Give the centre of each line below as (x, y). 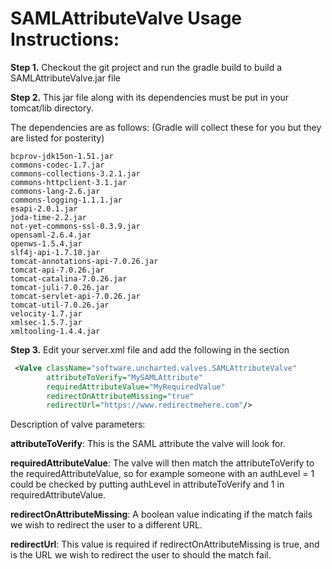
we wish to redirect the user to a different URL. (106, 525)
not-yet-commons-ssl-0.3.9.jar (75, 226)
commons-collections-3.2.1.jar (75, 173)
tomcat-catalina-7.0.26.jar (69, 278)
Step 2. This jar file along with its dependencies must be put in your (150, 97)
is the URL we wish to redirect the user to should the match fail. (141, 555)
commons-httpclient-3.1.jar (69, 182)
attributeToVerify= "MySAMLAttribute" (124, 377)
